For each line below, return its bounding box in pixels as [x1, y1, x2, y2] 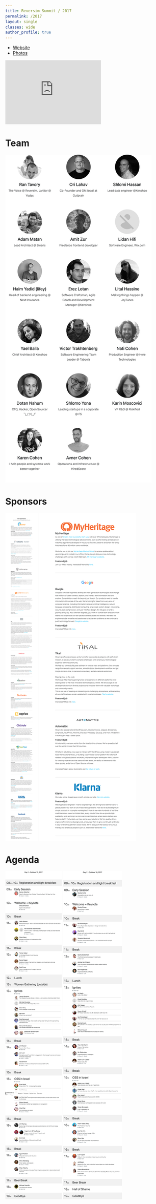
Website [12, 45, 31, 51]
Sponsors [5, 496, 47, 507]
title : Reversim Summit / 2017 [5, 8, 72, 13]
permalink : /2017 [5, 13, 42, 19]
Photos [12, 50, 28, 56]
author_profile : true [5, 30, 51, 35]
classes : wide [5, 25, 36, 30]
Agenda [5, 854, 39, 866]
